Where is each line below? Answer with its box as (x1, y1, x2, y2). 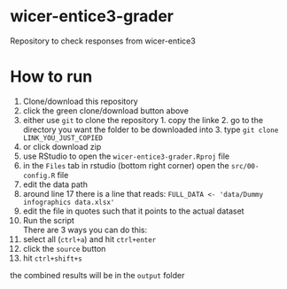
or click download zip (22, 141, 102, 152)
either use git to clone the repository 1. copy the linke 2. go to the (22, 114, 264, 125)
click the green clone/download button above (22, 105, 190, 116)
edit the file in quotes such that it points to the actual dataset (22, 206, 244, 216)
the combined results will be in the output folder (10, 269, 185, 280)
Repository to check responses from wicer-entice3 (10, 35, 196, 46)
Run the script (22, 215, 74, 225)
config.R (22, 171, 56, 180)
